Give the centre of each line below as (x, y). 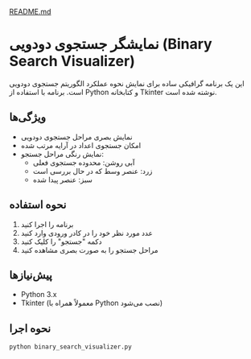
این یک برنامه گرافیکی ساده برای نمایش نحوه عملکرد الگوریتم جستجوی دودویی (127, 83)
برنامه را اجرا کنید (47, 224)
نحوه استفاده (38, 205)
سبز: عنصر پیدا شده (63, 179)
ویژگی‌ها (28, 117)
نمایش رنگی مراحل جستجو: (62, 154)
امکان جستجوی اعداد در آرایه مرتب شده (81, 145)
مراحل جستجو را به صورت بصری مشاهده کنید (89, 250)
